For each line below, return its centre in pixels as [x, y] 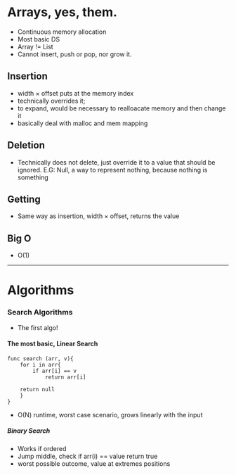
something [33, 177]
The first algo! [38, 327]
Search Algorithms [40, 312]
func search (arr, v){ [40, 359]
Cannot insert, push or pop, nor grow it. [74, 54]
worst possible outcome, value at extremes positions [94, 463]
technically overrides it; [51, 101]
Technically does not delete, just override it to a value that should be [116, 162]
